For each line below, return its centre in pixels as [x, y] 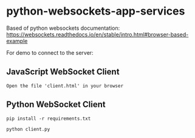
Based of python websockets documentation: [63, 28]
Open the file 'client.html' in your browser [65, 86]
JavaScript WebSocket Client [63, 72]
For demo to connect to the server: [50, 52]
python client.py [28, 129]
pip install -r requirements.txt [49, 119]
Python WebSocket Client [56, 105]
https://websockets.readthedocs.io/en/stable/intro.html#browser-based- [97, 34]
